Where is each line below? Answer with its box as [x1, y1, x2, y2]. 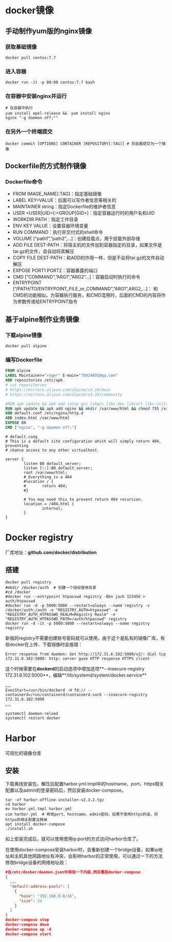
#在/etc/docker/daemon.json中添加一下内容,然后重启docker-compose [5, 870, 141, 875]
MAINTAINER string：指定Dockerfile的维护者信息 [12, 204, 116, 210]
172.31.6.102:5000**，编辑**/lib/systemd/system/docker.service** [5, 672, 147, 678]
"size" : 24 [18, 898, 42, 903]
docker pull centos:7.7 [5, 55, 56, 60]
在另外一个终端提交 [5, 128, 53, 136]
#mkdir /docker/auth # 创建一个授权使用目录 [5, 585, 96, 590]
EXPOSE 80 [5, 420, 27, 425]
